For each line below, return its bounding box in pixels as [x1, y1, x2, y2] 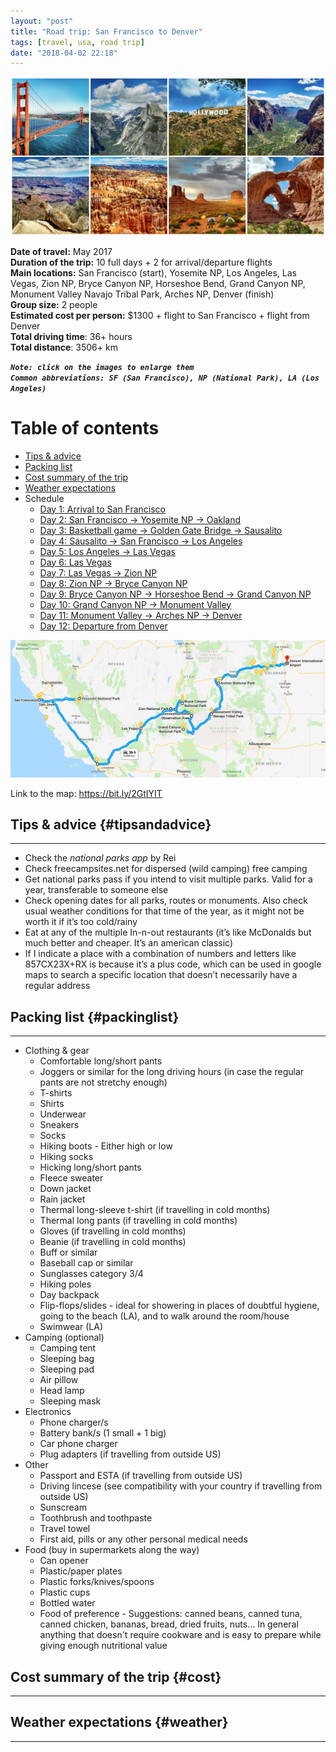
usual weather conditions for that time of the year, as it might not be [24, 905, 305, 917]
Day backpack [39, 1289, 100, 1301]
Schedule [24, 492, 65, 504]
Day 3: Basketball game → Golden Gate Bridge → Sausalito [39, 524, 283, 536]
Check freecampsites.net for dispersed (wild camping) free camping [24, 863, 308, 875]
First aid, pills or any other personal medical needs [39, 1533, 248, 1545]
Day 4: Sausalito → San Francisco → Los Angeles [39, 535, 243, 547]
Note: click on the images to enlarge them [10, 362, 195, 372]
